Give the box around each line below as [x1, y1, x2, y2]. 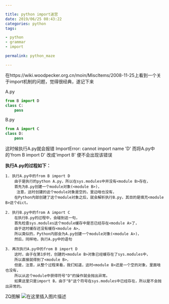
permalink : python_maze [5, 53, 55, 58]
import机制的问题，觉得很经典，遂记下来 [9, 79, 94, 85]
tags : [5, 26, 17, 31]
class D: [5, 131, 24, 136]
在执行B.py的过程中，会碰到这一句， [14, 215, 80, 220]
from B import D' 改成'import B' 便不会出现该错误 [11, 152, 112, 158]
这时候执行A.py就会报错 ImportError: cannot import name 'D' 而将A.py [5, 145, 151, 151]
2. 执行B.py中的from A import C [5, 210, 71, 215]
